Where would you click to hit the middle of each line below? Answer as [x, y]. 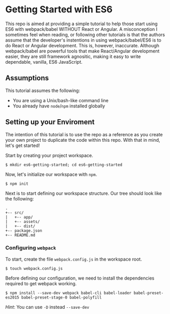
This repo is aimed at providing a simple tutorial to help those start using [81, 24]
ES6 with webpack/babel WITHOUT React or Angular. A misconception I [81, 29]
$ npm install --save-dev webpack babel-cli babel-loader [68, 293]
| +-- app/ [19, 217]
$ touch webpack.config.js [34, 268]
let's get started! [23, 145]
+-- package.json [24, 230]
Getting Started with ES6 [59, 10]
